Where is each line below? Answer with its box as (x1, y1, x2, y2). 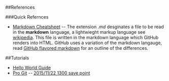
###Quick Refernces (5, 14, 49, 20)
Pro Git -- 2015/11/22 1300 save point (12, 70, 90, 76)
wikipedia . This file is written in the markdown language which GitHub (12, 35, 159, 40)
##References (5, 5, 35, 10)
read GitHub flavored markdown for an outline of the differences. (12, 45, 149, 51)
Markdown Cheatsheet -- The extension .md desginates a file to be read (12, 24, 164, 30)
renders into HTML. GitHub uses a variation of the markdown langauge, (12, 40, 162, 46)
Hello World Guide (12, 65, 51, 70)
